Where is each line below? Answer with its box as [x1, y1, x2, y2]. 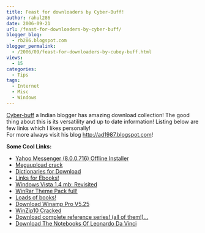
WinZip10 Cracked [15, 207, 62, 214]
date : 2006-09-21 [6, 20, 51, 26]
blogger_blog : [6, 32, 43, 38]
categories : [6, 66, 37, 72]
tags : [6, 77, 20, 83]
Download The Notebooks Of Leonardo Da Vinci [15, 220, 137, 227]
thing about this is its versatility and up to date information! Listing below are [6, 118, 199, 125]
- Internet [12, 83, 40, 90]
